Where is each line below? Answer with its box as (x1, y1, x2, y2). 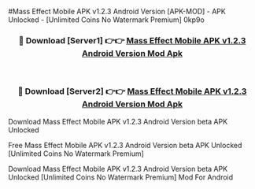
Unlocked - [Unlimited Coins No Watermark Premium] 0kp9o (8, 15, 205, 24)
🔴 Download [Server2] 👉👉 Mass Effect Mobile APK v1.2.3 (17, 86, 247, 97)
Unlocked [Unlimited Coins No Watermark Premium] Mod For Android (8, 172, 234, 182)
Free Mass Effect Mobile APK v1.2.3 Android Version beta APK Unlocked (8, 140, 242, 150)
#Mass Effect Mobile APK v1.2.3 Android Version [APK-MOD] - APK (8, 7, 226, 16)
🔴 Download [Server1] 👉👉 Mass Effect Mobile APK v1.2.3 (18, 35, 246, 46)
